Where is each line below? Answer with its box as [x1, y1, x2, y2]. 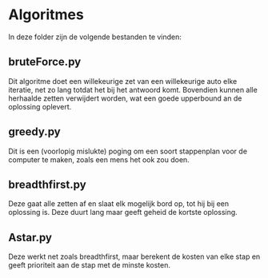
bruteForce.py [8, 55, 82, 69]
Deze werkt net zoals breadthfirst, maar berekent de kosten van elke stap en [8, 252, 261, 261]
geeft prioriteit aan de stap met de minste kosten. [8, 260, 170, 270]
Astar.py [8, 230, 52, 244]
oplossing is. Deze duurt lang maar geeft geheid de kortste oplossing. [8, 208, 238, 217]
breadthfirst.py [8, 177, 86, 191]
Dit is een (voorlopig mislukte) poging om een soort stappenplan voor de [8, 146, 248, 156]
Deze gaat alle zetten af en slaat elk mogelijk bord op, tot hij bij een [8, 199, 230, 208]
